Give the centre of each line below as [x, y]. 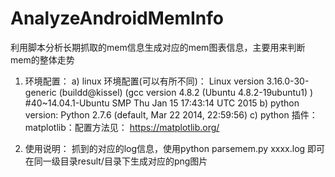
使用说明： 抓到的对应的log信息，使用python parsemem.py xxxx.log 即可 [175, 148]
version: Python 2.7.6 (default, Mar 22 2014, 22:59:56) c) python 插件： [171, 114]
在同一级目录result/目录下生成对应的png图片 [116, 161]
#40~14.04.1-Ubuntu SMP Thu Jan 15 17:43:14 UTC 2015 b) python [162, 103]
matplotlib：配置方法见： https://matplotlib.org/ [122, 127]
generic [40, 92]
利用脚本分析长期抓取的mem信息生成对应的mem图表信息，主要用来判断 [158, 47]
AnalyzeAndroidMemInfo [117, 18]
